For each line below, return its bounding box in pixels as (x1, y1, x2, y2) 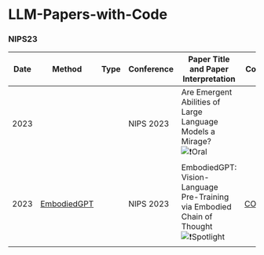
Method (52, 64, 82, 75)
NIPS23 (8, 34, 38, 45)
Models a (181, 126, 216, 137)
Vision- (181, 172, 210, 183)
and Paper (189, 64, 229, 75)
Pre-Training (181, 191, 229, 202)
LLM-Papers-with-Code (8, 6, 167, 24)
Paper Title (188, 54, 230, 65)
